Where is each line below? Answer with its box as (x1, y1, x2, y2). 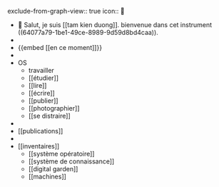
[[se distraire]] (28, 111, 71, 120)
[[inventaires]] (17, 142, 60, 150)
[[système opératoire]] (28, 150, 95, 158)
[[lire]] (28, 81, 47, 89)
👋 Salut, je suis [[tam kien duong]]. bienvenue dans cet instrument (17, 21, 213, 29)
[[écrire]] (28, 89, 55, 97)
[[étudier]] (28, 74, 59, 82)
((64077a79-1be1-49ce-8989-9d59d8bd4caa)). (17, 29, 158, 36)
